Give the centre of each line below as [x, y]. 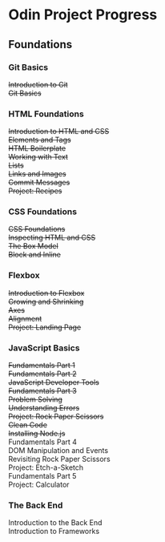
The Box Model [33, 246]
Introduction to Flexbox [46, 293]
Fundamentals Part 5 [42, 476]
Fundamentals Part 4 [43, 442]
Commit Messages [39, 183]
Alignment [25, 318]
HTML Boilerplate [37, 148]
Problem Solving [35, 399]
